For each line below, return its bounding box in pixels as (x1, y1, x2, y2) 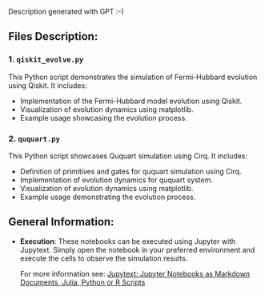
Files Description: (8, 30, 98, 43)
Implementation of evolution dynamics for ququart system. (19, 175, 214, 185)
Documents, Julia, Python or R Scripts (19, 277, 146, 287)
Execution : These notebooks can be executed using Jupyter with (19, 236, 236, 246)
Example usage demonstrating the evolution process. (19, 192, 196, 201)
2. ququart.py (8, 133, 60, 144)
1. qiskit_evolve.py (8, 54, 84, 65)
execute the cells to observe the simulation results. (19, 253, 188, 263)
